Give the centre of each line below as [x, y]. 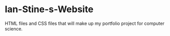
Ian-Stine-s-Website [49, 9]
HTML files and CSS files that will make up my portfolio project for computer [85, 23]
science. [14, 28]
